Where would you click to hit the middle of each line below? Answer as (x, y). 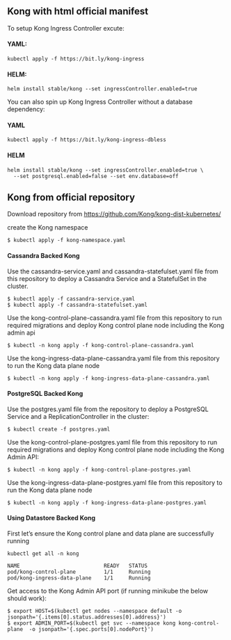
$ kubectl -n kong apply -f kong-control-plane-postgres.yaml (99, 470)
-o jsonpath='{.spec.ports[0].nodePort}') (91, 630)
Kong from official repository (71, 198)
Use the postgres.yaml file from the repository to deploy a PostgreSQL (108, 409)
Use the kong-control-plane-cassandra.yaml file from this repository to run (115, 318)
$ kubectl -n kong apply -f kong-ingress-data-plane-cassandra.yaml (109, 378)
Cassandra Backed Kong (43, 256)
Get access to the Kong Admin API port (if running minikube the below (108, 591)
